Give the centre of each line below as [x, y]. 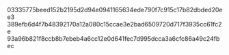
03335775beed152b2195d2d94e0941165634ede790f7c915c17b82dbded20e [115, 10]
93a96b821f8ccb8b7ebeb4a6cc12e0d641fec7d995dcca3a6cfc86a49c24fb [113, 39]
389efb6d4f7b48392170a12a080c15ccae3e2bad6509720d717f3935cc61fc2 [114, 24]
